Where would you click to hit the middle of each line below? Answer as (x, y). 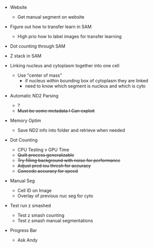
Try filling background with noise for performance (69, 160)
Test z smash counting (41, 215)
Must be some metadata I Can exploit (56, 111)
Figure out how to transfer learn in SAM (51, 27)
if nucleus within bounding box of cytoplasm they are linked (87, 81)
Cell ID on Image (34, 191)
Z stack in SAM (26, 56)
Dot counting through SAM (38, 46)
